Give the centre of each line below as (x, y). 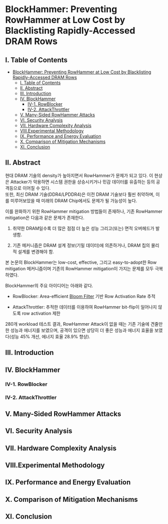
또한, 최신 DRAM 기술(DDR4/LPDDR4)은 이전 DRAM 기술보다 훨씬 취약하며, (80, 194)
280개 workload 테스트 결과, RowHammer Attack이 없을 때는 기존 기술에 (77, 324)
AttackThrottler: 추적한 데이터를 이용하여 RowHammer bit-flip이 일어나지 (85, 307)
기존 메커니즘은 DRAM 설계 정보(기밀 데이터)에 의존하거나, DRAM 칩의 (81, 245)
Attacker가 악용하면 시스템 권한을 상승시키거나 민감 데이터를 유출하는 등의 (83, 182)
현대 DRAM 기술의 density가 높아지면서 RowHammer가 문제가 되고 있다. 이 (79, 175)
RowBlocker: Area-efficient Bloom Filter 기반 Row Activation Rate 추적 (84, 296)
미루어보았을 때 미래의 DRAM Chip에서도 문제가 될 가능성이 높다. (74, 200)
